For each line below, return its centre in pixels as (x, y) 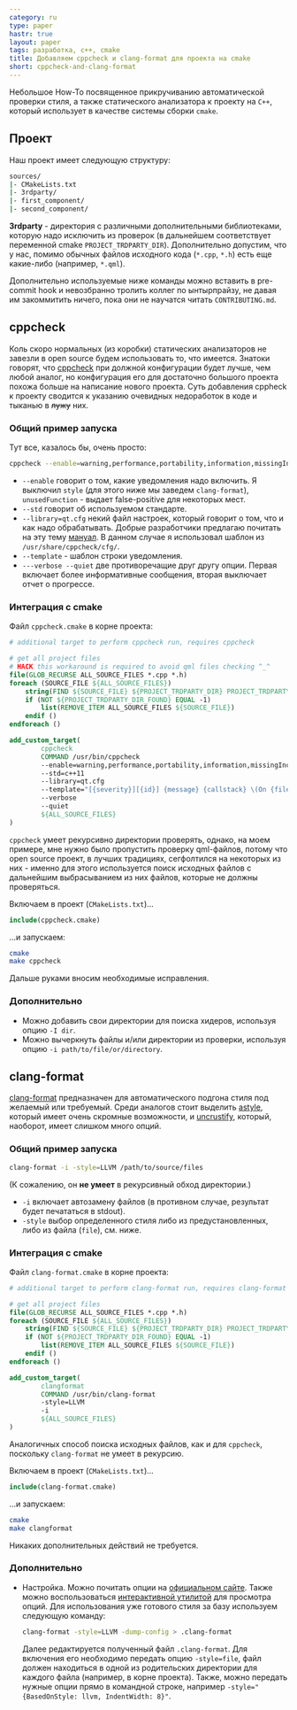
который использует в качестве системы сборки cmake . (114, 111)
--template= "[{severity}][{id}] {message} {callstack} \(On (154, 790)
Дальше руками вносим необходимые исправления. (109, 979)
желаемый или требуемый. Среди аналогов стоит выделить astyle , (136, 1107)
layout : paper (35, 42)
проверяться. (34, 886)
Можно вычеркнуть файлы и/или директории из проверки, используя (154, 1039)
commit (23, 290)
